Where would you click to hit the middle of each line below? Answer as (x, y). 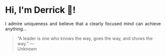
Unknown (27, 49)
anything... (16, 28)
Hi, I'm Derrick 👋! (40, 10)
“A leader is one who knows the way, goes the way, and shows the (85, 38)
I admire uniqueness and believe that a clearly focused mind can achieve (83, 24)
